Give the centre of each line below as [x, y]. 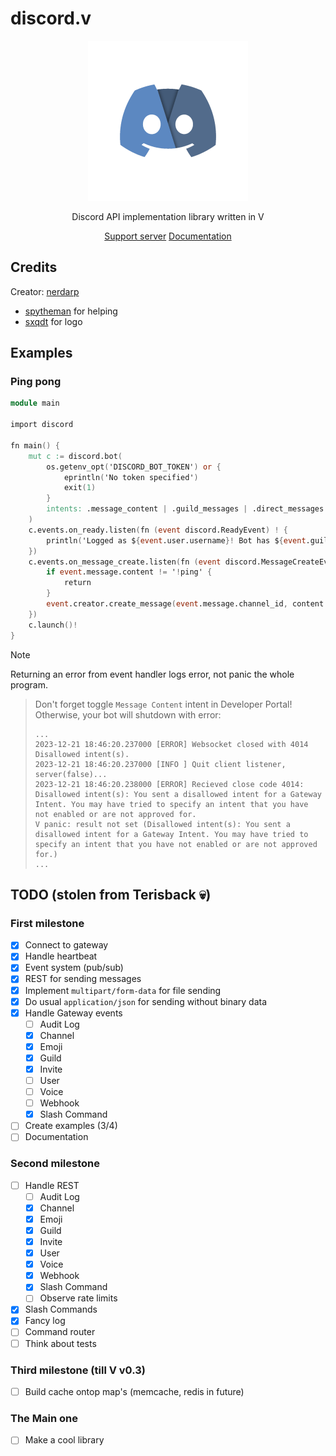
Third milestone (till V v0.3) [78, 1370]
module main [35, 403]
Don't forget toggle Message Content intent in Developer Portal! [163, 704]
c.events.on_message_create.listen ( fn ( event [125, 562]
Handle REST [52, 1185]
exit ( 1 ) [80, 488]
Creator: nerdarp [45, 291]
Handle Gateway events [73, 1013]
